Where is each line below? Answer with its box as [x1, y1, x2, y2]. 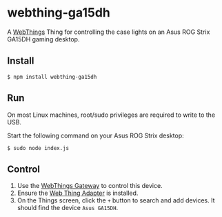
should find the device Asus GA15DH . [17, 204, 119, 212]
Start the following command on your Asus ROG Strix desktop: [7, 131, 184, 140]
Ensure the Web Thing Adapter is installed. [17, 189, 139, 198]
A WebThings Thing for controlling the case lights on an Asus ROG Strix [7, 28, 210, 36]
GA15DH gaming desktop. [7, 35, 80, 43]
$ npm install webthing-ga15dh [7, 73, 97, 80]
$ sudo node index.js [7, 144, 70, 151]
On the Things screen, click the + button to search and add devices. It [17, 196, 215, 205]
